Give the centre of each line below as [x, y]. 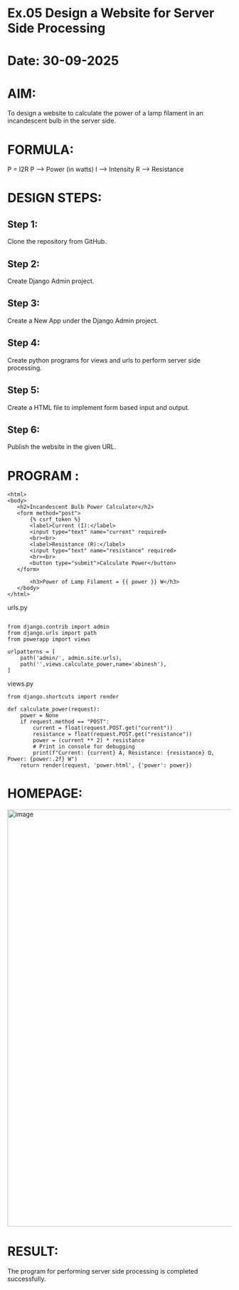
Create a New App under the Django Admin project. [83, 320]
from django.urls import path [52, 633]
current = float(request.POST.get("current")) [103, 728]
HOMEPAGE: [45, 794]
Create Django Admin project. [51, 281]
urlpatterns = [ [31, 652]
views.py [21, 684]
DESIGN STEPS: [55, 198]
